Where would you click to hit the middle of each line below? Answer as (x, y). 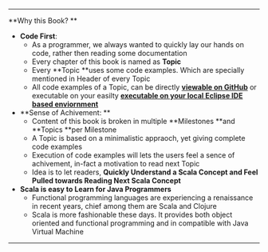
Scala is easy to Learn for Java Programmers (95, 189)
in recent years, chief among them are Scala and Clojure (124, 206)
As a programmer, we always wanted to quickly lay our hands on (138, 44)
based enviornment (65, 104)
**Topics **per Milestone (74, 130)
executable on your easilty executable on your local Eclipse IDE (137, 96)
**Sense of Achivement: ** (65, 112)
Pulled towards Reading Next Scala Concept (106, 180)
